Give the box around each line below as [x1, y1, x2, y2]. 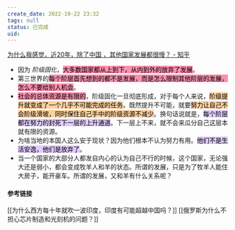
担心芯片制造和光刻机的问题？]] [7, 215, 99, 224]
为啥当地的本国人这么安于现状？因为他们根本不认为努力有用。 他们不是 [17, 136, 222, 145]
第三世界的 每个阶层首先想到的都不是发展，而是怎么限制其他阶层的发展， [17, 74, 228, 83]
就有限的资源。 [17, 127, 61, 136]
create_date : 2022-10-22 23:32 [7, 10, 100, 18]
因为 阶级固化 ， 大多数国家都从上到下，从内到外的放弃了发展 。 [17, 65, 199, 74]
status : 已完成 [7, 23, 49, 30]
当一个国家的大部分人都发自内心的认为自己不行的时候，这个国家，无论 [17, 154, 222, 163]
